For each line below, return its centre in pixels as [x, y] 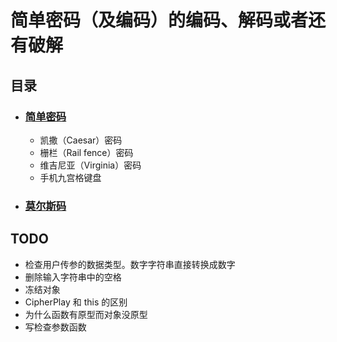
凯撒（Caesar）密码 [81, 140]
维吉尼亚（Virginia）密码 [90, 165]
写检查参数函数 [55, 327]
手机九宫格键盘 [70, 177]
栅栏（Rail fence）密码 [86, 152]
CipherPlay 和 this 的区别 [76, 302]
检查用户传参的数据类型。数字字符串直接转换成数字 [130, 264]
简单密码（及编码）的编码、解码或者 [159, 20]
